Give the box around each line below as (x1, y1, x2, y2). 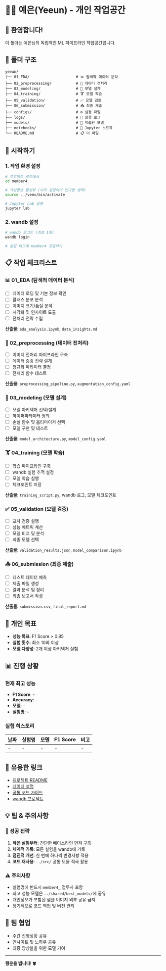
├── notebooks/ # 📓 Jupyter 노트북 (5, 125, 113, 130)
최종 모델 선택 (12, 536, 39, 542)
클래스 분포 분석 (12, 296, 43, 302)
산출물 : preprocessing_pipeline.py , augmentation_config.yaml (5, 381, 131, 387)
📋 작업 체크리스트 (5, 258, 57, 267)
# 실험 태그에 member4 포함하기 (5, 243, 63, 248)
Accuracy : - (12, 696, 38, 703)
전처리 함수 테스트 (12, 370, 47, 376)
